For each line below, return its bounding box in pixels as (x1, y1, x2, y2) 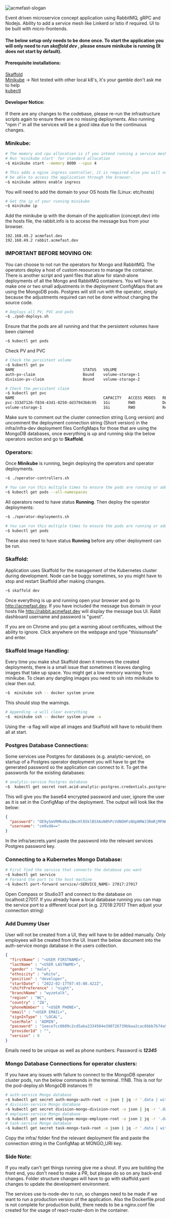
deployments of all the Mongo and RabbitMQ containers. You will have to (5, 278, 158, 284)
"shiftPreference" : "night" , (10, 986, 74, 991)
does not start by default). (5, 48, 62, 54)
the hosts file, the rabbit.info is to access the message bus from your (5, 218, 150, 224)
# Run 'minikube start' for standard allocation (5, 156, 110, 161)
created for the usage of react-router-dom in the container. (5, 1207, 129, 1213)
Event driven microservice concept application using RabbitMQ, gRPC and (5, 15, 161, 20)
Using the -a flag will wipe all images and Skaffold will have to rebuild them (5, 724, 162, 730)
